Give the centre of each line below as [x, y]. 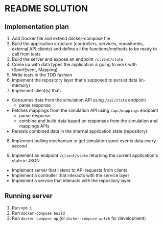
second [19, 146]
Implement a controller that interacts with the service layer [70, 175]
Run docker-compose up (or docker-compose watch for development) [79, 218]
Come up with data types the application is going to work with [74, 64]
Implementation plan [37, 27]
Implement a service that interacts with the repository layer [71, 180]
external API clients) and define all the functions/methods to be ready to [84, 49]
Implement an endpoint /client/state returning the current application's [85, 155]
